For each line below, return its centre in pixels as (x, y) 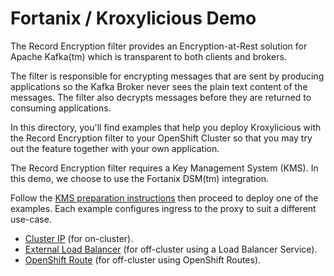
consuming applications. (61, 108)
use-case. (31, 219)
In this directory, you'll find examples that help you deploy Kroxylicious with (166, 127)
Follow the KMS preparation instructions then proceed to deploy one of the (164, 198)
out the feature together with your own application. (115, 148)
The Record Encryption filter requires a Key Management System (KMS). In (164, 168)
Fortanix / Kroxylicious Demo (133, 18)
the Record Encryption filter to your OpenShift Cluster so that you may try (161, 138)
